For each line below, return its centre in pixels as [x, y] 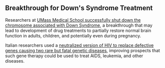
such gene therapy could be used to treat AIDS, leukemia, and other [74, 56]
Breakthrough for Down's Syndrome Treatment [79, 8]
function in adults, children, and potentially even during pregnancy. [73, 35]
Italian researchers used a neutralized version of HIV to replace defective [80, 45]
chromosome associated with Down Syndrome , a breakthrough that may [79, 25]
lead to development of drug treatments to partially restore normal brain [78, 30]
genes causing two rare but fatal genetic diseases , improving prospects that [83, 50]
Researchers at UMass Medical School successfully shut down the [73, 20]
